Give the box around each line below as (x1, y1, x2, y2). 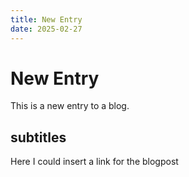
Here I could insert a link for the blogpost (10, 156, 179, 168)
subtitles (10, 129, 67, 146)
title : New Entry (10, 14, 83, 25)
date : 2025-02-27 (10, 24, 83, 34)
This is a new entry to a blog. (10, 100, 130, 112)
